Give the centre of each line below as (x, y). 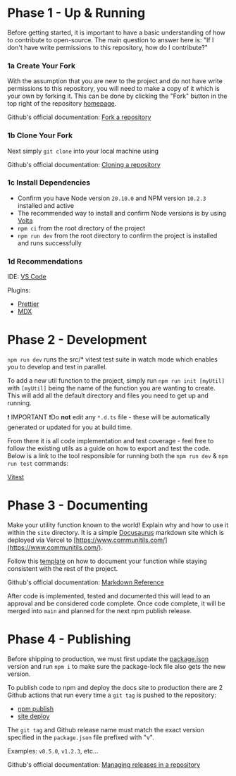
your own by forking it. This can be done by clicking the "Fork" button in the (117, 96)
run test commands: (38, 464)
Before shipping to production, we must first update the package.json (108, 659)
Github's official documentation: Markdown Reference (86, 582)
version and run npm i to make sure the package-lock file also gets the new (117, 666)
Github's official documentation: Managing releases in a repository (104, 764)
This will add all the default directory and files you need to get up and (108, 395)
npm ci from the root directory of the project (81, 228)
